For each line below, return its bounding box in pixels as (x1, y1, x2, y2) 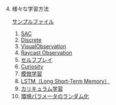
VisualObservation (20, 43, 67, 50)
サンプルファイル (11, 18, 54, 25)
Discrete (20, 37, 42, 43)
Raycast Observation (20, 49, 73, 56)
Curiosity (20, 63, 44, 70)
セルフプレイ (20, 56, 53, 63)
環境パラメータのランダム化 (20, 92, 90, 100)
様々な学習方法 (11, 5, 49, 12)
